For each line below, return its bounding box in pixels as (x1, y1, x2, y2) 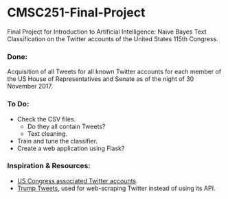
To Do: (7, 99, 30, 109)
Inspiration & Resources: (7, 161, 91, 171)
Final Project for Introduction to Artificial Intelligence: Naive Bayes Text (7, 27, 207, 36)
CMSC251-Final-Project (7, 5, 146, 21)
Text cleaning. (27, 129, 67, 138)
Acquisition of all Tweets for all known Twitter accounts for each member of (7, 67, 222, 76)
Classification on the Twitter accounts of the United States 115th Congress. (7, 34, 218, 43)
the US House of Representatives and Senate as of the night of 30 (7, 75, 194, 83)
